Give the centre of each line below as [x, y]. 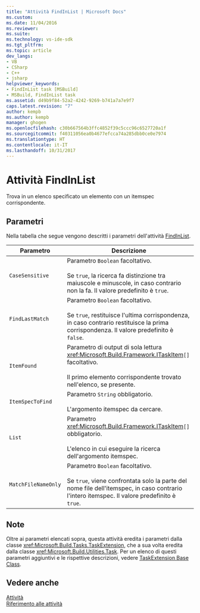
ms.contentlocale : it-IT [37, 145]
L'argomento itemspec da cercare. [115, 409]
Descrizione [129, 251]
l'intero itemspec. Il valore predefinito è [121, 496]
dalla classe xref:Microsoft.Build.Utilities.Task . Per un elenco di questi [91, 552]
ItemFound [23, 366]
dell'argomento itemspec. [103, 456]
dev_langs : [20, 56]
